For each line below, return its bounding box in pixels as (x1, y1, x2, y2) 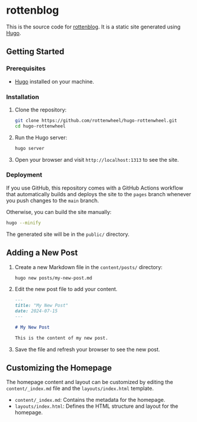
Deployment (6, 171, 43, 179)
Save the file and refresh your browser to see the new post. (14, 346, 160, 353)
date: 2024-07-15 (14, 308, 58, 314)
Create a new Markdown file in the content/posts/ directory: (14, 263, 163, 270)
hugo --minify (6, 220, 42, 226)
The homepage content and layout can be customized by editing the (6, 379, 173, 386)
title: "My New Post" (14, 303, 68, 309)
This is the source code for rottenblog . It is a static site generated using (6, 23, 181, 30)
